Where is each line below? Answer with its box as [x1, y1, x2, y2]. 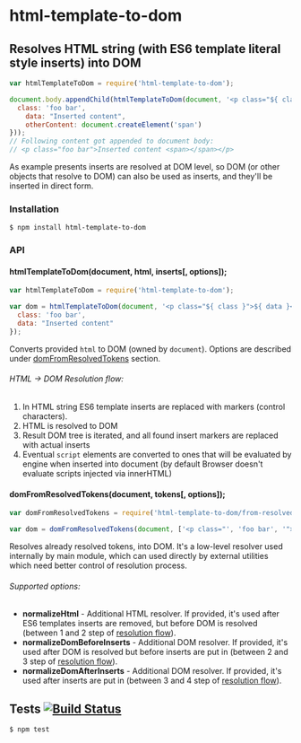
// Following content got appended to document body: [9, 136, 215, 146]
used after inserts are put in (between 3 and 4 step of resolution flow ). [21, 675, 282, 686]
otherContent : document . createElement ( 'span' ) [25, 120, 202, 129]
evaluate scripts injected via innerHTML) [21, 468, 173, 478]
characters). [21, 411, 68, 422]
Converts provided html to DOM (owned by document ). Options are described [9, 343, 292, 354]
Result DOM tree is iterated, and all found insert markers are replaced [21, 430, 279, 441]
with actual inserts [21, 440, 90, 450]
